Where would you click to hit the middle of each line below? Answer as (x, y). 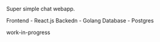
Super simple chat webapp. (41, 9)
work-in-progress (28, 32)
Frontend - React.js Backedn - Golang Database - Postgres (80, 20)
